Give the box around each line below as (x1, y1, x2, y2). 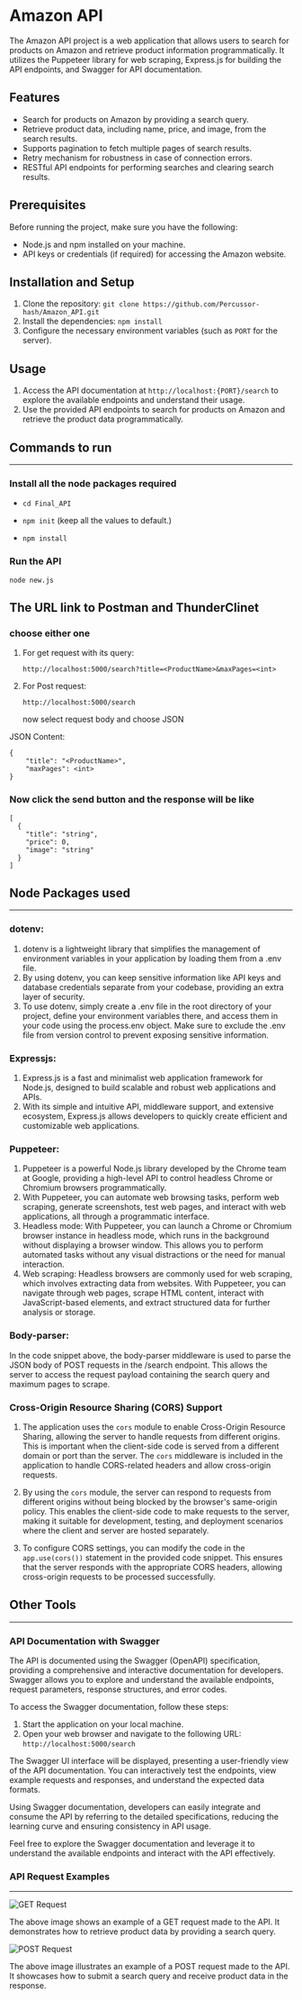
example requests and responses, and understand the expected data (9, 1774, 265, 1785)
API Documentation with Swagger (9, 1634, 160, 1647)
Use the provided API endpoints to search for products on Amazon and (22, 405, 286, 415)
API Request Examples (9, 1870, 111, 1883)
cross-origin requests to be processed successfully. (22, 1571, 216, 1582)
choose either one (9, 627, 91, 640)
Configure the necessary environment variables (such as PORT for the (22, 325, 279, 336)
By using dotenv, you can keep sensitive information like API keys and (22, 972, 281, 983)
